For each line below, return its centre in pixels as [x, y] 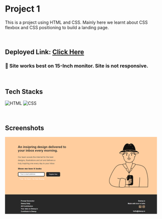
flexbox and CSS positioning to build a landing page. [57, 27]
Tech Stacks [24, 92]
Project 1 [22, 9]
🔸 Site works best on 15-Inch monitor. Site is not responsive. [77, 66]
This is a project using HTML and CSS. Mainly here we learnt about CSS [76, 22]
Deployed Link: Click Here [45, 52]
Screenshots [25, 128]
